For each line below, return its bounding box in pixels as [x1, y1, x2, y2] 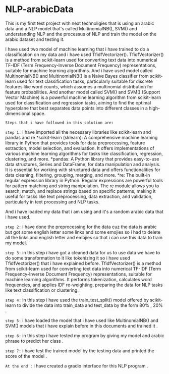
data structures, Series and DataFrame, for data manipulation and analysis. [5, 161, 160, 167]
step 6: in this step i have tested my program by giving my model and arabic [5, 332, 164, 339]
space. [31, 110, 46, 117]
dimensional [5, 110, 31, 117]
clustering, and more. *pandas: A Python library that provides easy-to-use [5, 155, 159, 162]
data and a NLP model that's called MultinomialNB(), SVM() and [5, 25, 137, 31]
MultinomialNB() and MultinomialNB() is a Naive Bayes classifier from [5, 73, 149, 79]
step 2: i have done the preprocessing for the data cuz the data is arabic [5, 224, 157, 230]
